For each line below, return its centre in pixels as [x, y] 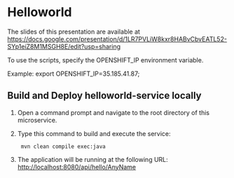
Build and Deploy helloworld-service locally [104, 96]
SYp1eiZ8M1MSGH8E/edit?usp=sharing [64, 46]
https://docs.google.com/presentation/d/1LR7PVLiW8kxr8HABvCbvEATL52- [117, 39]
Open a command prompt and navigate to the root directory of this [113, 112]
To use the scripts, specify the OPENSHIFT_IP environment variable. [105, 60]
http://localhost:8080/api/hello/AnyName [77, 167]
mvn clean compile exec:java [63, 146]
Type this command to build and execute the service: [94, 133]
